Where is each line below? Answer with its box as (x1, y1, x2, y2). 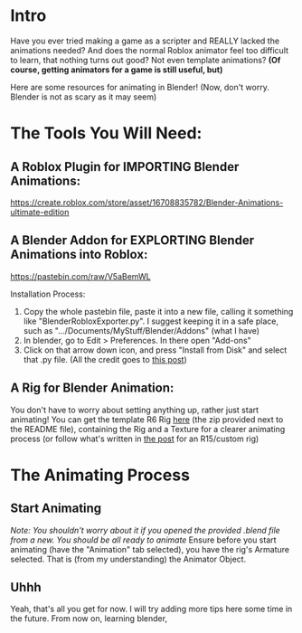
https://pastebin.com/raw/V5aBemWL (10, 270, 152, 281)
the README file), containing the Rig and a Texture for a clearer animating (10, 423, 286, 434)
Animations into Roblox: (10, 247, 148, 262)
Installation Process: (10, 288, 86, 299)
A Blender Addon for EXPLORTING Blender (10, 232, 255, 249)
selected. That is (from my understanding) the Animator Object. (10, 553, 247, 564)
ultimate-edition (10, 206, 70, 217)
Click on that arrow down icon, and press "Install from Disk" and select (23, 345, 288, 355)
